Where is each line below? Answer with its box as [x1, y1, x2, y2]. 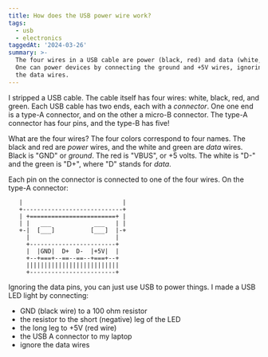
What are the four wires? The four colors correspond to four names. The [8, 133, 246, 143]
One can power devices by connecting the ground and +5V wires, [15, 64, 234, 72]
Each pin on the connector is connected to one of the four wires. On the [8, 175, 245, 184]
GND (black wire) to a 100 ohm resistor [19, 306, 148, 316]
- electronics [15, 33, 62, 42]
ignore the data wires [19, 339, 90, 349]
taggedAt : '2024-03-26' [8, 41, 88, 49]
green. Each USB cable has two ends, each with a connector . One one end [8, 101, 254, 111]
